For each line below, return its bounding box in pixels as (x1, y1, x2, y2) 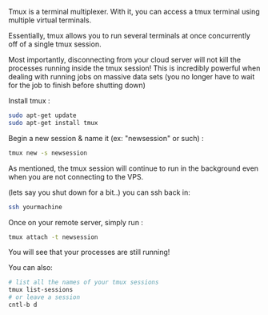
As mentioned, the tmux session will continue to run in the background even (8, 164, 258, 173)
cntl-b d (8, 301, 38, 309)
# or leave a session (8, 293, 81, 301)
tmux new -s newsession (8, 148, 88, 157)
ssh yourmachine (8, 203, 62, 211)
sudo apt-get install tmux (8, 119, 98, 127)
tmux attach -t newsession (8, 232, 98, 241)
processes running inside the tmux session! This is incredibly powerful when (8, 63, 261, 73)
